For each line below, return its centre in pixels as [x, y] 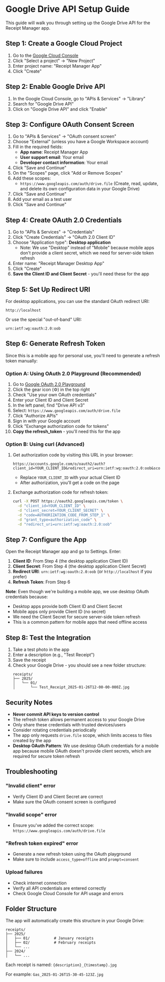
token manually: [22, 361]
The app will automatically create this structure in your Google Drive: [75, 921]
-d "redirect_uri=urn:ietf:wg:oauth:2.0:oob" [65, 524]
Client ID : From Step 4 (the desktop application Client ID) [70, 561]
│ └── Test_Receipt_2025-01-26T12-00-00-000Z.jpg [71, 687]
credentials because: [27, 597]
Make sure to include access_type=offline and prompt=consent [76, 859]
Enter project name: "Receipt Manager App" [57, 66]
